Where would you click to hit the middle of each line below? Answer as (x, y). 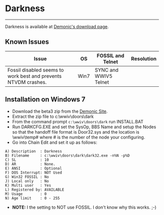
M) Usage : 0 (26, 194)
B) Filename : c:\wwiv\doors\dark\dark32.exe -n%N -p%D (68, 156)
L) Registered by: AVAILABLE (35, 190)
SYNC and (106, 70)
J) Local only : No (27, 181)
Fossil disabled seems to (36, 70)
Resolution (144, 59)
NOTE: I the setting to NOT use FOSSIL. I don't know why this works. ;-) (84, 207)
